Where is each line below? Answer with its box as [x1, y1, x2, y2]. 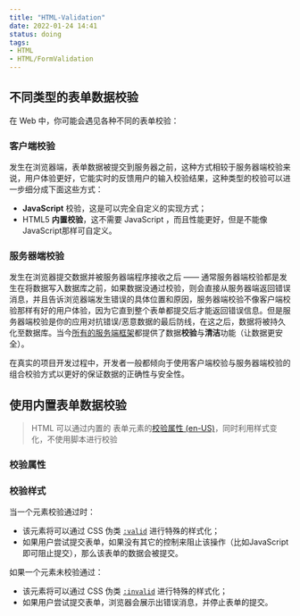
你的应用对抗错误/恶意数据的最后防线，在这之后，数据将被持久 [55, 316, 287, 327]
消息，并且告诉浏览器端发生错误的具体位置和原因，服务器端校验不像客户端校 [9, 294, 291, 304]
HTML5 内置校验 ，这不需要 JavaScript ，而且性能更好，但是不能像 [21, 214, 268, 225]
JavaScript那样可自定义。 [21, 225, 118, 237]
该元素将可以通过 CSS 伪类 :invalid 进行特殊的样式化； [21, 586, 229, 596]
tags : [9, 37, 29, 47]
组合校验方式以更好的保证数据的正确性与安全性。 [9, 369, 189, 379]
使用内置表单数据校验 [9, 397, 127, 412]
